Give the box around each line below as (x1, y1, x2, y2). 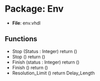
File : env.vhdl (12, 20, 41, 26)
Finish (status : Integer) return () (12, 59, 80, 65)
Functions (5, 35, 38, 43)
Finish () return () (12, 64, 48, 70)
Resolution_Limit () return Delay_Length (12, 70, 95, 76)
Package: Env (5, 3, 64, 15)
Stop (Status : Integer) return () (12, 48, 78, 54)
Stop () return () (12, 53, 45, 60)
